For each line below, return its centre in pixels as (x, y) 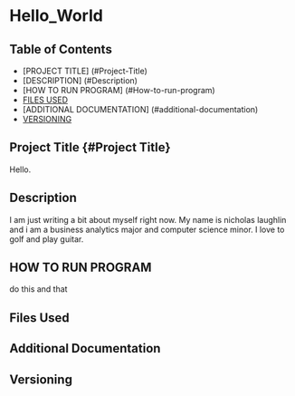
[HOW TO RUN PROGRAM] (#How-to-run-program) (119, 90)
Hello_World (57, 16)
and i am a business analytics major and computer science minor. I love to (147, 229)
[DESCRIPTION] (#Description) (80, 81)
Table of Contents (61, 49)
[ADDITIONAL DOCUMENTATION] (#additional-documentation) (140, 109)
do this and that (38, 289)
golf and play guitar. (47, 239)
